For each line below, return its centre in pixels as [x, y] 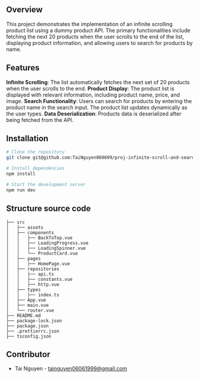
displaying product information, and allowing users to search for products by [99, 43]
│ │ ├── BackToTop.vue [39, 238]
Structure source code [49, 209]
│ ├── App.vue [26, 300]
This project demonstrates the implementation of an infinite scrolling [89, 24]
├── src [16, 222]
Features [23, 68]
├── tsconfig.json [29, 336]
